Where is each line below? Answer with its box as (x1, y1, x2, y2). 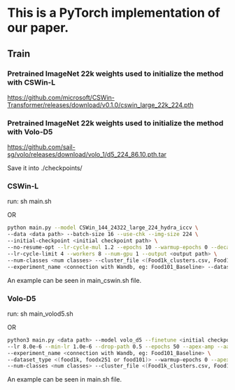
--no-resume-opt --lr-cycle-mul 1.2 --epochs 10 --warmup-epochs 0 (7, 244, 208, 251)
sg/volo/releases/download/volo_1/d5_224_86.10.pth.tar (7, 151, 166, 159)
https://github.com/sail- (7, 143, 76, 151)
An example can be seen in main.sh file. (7, 375, 122, 384)
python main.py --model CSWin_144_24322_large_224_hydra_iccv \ (7, 224, 199, 232)
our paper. (7, 20, 69, 36)
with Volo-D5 (7, 127, 53, 137)
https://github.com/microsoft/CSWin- (7, 93, 115, 102)
